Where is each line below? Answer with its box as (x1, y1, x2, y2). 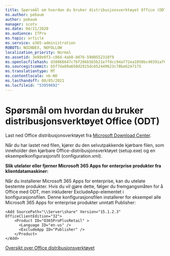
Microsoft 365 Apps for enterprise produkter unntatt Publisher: (5, 199, 136, 205)
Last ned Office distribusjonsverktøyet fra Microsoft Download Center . (5, 132, 152, 138)
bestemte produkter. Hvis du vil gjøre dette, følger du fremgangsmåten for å (5, 183, 163, 189)
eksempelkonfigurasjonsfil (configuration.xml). (5, 153, 103, 159)
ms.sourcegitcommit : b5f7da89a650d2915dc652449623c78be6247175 (5, 64, 142, 69)
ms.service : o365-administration (5, 41, 76, 46)
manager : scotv (5, 21, 37, 27)
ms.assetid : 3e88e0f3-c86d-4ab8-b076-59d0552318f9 (5, 54, 114, 60)
